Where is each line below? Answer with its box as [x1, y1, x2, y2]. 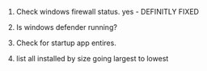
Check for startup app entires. [15, 38, 117, 48]
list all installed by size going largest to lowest [15, 54, 169, 63]
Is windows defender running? [15, 23, 117, 31]
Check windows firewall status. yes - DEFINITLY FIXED [15, 7, 200, 16]
